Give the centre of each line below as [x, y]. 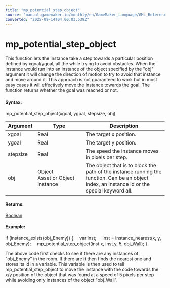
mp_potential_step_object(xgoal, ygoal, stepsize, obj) [60, 113]
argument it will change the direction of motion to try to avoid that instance [83, 74]
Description [124, 126]
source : [13, 15]
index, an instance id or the [118, 184]
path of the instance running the [124, 171]
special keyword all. [109, 190]
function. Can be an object [117, 178]
